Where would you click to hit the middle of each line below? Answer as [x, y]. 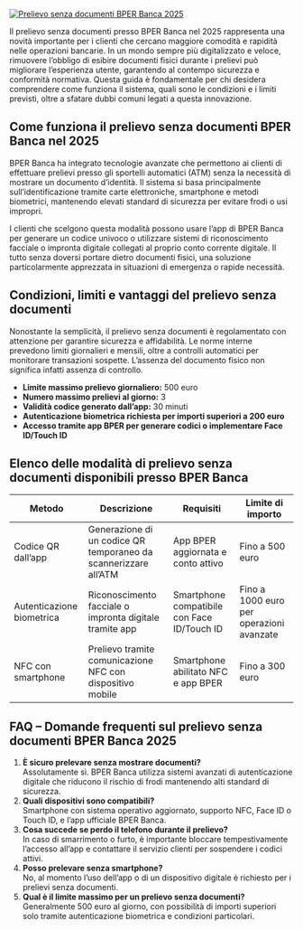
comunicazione [120, 661]
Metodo [47, 509]
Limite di [264, 503]
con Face [193, 617]
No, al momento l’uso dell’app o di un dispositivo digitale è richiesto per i [156, 878]
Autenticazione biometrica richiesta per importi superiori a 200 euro [153, 416]
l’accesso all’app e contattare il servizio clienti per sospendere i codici [152, 849]
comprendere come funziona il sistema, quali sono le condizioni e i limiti [143, 89]
